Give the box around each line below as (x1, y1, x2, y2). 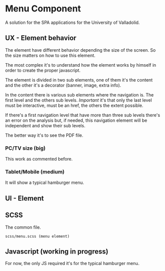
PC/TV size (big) (5, 145, 46, 152)
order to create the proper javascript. (5, 67, 81, 73)
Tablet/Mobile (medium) (5, 168, 65, 175)
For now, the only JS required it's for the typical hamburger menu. (5, 261, 140, 267)
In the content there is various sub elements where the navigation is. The (5, 91, 154, 97)
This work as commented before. (5, 156, 73, 162)
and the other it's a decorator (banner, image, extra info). (5, 82, 121, 88)
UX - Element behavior (5, 34, 77, 42)
